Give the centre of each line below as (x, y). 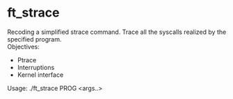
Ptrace (27, 60)
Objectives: (23, 46)
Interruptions (36, 67)
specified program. (34, 39)
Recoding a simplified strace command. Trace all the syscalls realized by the (117, 32)
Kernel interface (40, 75)
